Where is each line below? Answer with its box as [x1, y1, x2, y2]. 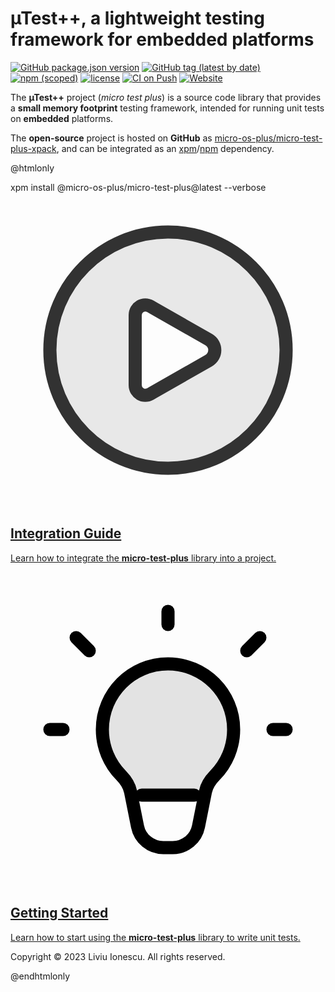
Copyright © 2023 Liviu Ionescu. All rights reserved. [10, 950, 226, 962]
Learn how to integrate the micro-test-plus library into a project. [10, 552, 277, 564]
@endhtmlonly [10, 970, 71, 982]
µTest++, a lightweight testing [10, 7, 265, 30]
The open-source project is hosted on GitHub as [10, 132, 213, 144]
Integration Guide [10, 525, 122, 542]
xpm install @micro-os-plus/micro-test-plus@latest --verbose [10, 181, 267, 193]
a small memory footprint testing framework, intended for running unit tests [10, 102, 325, 114]
